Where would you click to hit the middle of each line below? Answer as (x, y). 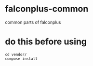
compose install (21, 59)
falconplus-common (47, 9)
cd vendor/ (16, 54)
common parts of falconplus (33, 22)
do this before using (46, 42)
